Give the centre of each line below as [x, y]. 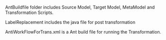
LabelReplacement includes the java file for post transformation [70, 22]
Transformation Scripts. [29, 12]
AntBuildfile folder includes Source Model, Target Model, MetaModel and [80, 7]
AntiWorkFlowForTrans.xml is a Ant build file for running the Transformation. [83, 32]
